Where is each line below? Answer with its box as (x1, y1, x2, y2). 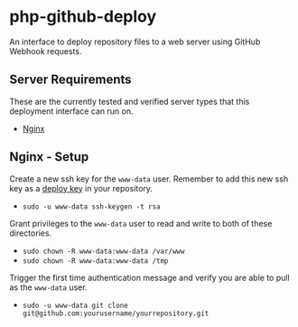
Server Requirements (9, 72, 133, 88)
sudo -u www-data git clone (22, 301, 128, 310)
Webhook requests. (9, 45, 82, 56)
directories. (9, 228, 52, 238)
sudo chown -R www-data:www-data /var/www (22, 247, 185, 256)
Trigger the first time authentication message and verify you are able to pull (9, 272, 291, 283)
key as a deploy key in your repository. (9, 182, 154, 193)
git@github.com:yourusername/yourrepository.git (22, 309, 210, 318)
